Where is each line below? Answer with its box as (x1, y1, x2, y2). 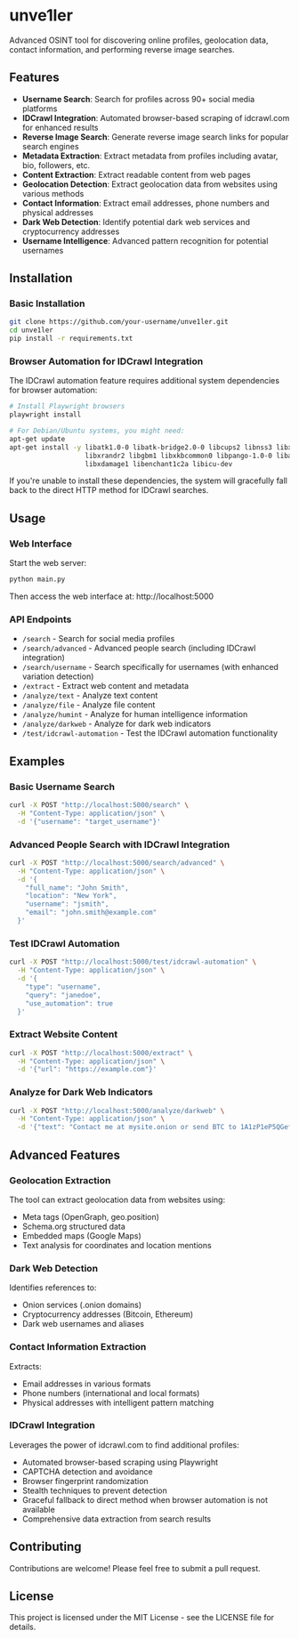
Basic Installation (9, 297, 85, 310)
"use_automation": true (25, 998, 114, 1008)
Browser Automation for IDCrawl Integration (9, 355, 204, 367)
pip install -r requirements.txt (9, 335, 133, 343)
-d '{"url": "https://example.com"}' (17, 1065, 158, 1074)
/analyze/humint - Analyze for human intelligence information (21, 709, 248, 720)
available (21, 1504, 55, 1514)
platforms (21, 103, 58, 114)
